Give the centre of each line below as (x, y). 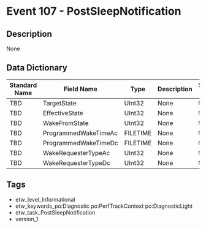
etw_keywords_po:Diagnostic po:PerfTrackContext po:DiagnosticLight (104, 206)
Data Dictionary (37, 68)
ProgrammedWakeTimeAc (80, 133)
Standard (23, 85)
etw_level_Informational (45, 199)
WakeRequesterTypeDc (77, 162)
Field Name (81, 89)
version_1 (27, 219)
